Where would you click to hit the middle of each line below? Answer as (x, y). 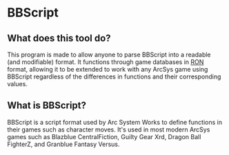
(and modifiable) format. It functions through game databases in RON (106, 62)
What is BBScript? (47, 106)
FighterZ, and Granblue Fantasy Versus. (63, 144)
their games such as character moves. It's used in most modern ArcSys (109, 130)
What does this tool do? (59, 38)
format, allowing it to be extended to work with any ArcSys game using (108, 69)
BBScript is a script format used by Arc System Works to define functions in (115, 122)
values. (17, 84)
